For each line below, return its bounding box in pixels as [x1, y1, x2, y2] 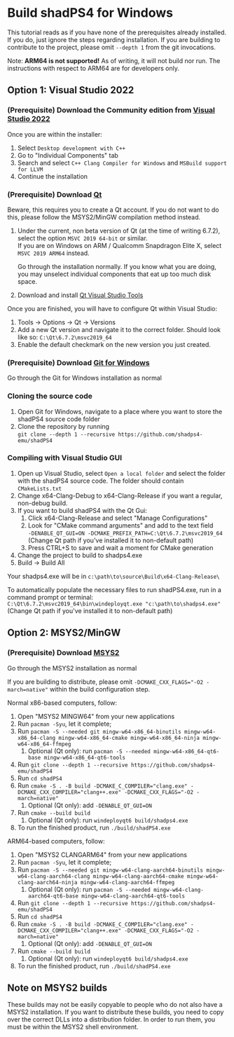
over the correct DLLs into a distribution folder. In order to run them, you [7, 1015, 216, 1024]
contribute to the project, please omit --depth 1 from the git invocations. [7, 43, 216, 51]
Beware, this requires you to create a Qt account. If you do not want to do [7, 205, 219, 214]
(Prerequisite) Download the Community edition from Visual [7, 105, 216, 115]
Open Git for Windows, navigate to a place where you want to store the [17, 407, 223, 416]
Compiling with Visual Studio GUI [7, 453, 123, 463]
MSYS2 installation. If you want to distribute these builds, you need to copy [7, 1008, 224, 1017]
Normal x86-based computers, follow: [7, 699, 118, 707]
